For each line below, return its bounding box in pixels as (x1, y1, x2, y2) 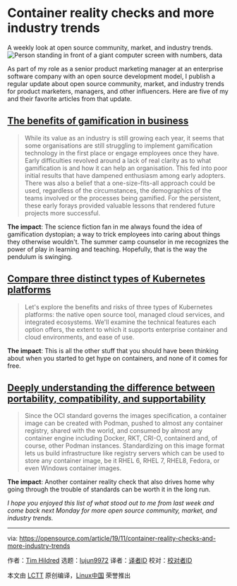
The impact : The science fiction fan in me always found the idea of (7, 222, 202, 231)
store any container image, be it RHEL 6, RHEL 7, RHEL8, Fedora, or (24, 457, 220, 465)
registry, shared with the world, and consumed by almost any (24, 426, 203, 435)
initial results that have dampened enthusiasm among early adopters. (24, 171, 226, 179)
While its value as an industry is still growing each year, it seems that (24, 133, 224, 142)
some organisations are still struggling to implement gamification (24, 141, 213, 150)
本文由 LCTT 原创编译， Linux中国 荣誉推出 (7, 571, 131, 580)
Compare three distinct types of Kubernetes (7, 273, 206, 285)
